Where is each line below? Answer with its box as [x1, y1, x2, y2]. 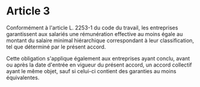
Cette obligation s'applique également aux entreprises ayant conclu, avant [6, 55, 190, 62]
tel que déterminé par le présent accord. [6, 43, 106, 50]
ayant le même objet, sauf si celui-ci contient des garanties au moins [6, 67, 177, 74]
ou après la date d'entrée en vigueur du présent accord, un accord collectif [6, 61, 192, 68]
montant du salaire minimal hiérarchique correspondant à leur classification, [6, 37, 194, 44]
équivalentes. [6, 74, 40, 81]
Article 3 [6, 4, 50, 18]
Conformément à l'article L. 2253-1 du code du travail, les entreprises [6, 24, 178, 31]
